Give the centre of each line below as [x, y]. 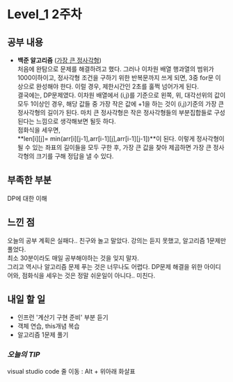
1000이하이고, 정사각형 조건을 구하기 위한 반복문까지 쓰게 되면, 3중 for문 [115, 78]
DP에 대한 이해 [27, 198]
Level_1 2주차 [45, 14]
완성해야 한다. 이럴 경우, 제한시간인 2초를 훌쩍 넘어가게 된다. [118, 86]
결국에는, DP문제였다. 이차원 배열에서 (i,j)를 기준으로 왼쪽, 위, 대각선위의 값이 [121, 95]
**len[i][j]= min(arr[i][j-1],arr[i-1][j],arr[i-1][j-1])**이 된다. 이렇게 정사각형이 [121, 139]
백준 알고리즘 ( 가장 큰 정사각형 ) [59, 60]
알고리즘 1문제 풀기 [43, 335]
